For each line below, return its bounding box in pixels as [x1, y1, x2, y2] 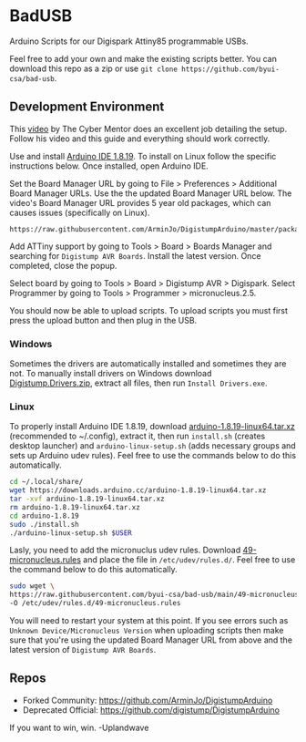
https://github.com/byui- [180, 65, 280, 74]
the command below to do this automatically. [9, 564, 178, 575]
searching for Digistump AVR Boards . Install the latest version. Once [9, 250, 261, 261]
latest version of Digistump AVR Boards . [9, 644, 157, 655]
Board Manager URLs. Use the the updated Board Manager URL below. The [9, 188, 292, 199]
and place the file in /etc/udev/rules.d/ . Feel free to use [83, 554, 296, 565]
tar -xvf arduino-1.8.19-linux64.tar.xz [9, 494, 166, 504]
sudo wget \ [9, 582, 55, 591]
